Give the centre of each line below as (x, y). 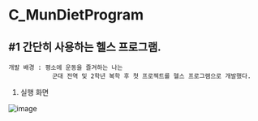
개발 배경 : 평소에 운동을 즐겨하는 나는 (66, 67)
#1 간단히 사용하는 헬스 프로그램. (85, 47)
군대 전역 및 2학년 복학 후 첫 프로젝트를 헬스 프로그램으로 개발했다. (151, 76)
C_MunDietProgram (76, 15)
